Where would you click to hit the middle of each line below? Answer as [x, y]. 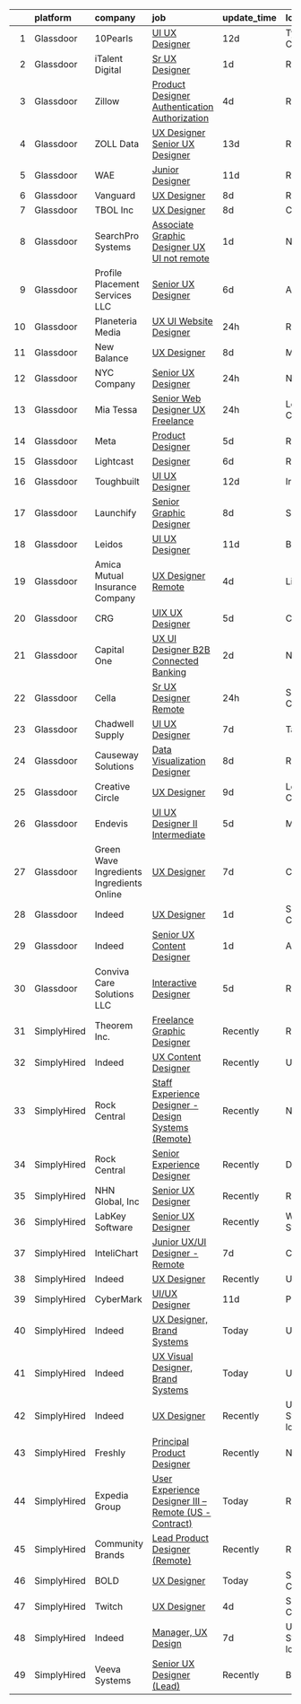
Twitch [109, 1607]
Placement [117, 284]
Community [119, 1544]
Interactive [174, 983]
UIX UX [168, 612]
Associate [173, 225]
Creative [112, 786]
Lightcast [114, 461]
